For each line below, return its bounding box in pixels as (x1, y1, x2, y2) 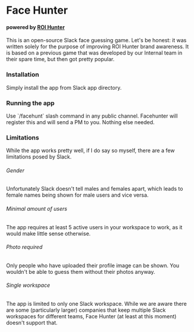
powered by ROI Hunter (6, 23, 65, 30)
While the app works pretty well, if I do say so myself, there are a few (6, 147, 175, 154)
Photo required (6, 244, 43, 251)
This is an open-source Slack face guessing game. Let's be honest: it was (6, 37, 187, 44)
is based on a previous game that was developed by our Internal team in (6, 49, 183, 56)
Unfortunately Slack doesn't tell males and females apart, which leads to (6, 185, 183, 192)
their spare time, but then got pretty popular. (6, 56, 115, 63)
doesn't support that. (6, 319, 58, 327)
